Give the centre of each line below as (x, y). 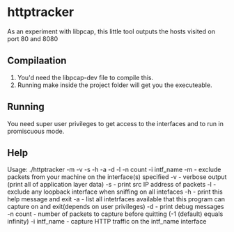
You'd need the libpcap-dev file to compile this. (85, 77)
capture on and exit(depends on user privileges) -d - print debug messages (116, 207)
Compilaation (37, 61)
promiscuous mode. (36, 131)
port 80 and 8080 (33, 38)
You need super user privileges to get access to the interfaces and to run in (116, 123)
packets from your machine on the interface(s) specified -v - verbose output (117, 177)
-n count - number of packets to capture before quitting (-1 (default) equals (115, 214)
